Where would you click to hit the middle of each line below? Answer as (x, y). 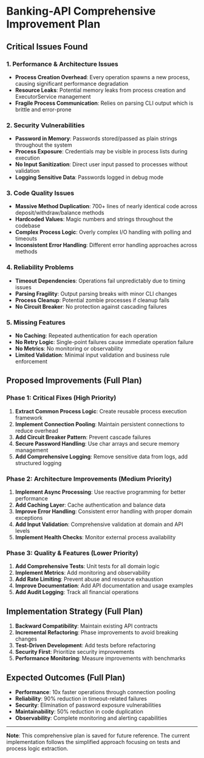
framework (29, 418)
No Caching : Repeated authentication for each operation (86, 335)
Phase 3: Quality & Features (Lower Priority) (72, 553)
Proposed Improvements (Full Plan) (74, 381)
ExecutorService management (53, 96)
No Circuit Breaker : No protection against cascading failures (91, 306)
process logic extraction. (37, 748)
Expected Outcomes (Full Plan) (66, 677)
